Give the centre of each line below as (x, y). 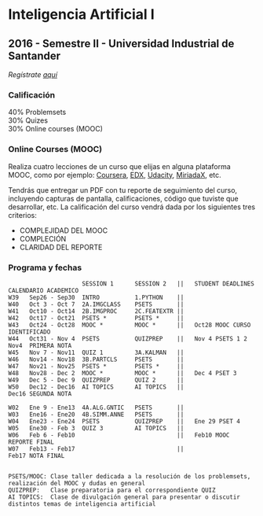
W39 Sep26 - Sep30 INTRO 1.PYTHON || (96, 297)
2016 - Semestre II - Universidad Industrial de (121, 44)
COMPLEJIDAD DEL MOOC (64, 230)
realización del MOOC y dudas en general (77, 483)
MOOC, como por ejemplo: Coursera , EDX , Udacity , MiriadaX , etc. (115, 175)
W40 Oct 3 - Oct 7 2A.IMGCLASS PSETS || (96, 304)
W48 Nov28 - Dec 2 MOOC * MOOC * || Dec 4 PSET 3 (122, 373)
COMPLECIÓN (43, 238)
